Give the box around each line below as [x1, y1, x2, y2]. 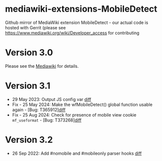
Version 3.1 [5, 80, 51, 91]
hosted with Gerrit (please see [5, 24, 66, 30]
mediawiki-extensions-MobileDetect [5, 3, 158, 15]
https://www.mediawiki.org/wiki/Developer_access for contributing [5, 30, 140, 36]
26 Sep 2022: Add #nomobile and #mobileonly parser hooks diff [12, 150, 142, 156]
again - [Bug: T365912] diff [12, 106, 66, 113]
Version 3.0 [5, 47, 53, 58]
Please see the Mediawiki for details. [5, 63, 79, 69]
